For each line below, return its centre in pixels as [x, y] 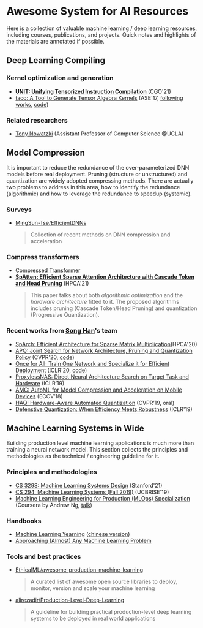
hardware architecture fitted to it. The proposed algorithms [105, 302]
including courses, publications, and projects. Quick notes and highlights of [101, 34]
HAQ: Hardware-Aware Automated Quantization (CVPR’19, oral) [95, 403]
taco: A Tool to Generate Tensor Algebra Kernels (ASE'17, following [99, 98]
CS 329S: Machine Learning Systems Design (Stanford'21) [89, 485]
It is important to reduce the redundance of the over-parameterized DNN [98, 167]
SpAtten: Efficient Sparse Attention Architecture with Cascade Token [105, 277]
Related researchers [37, 120]
